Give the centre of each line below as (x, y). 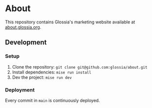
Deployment (20, 90)
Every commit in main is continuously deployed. (52, 100)
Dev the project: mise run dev (42, 77)
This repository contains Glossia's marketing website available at (70, 22)
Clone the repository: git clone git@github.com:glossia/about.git (80, 67)
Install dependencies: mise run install (52, 72)
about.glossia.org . (23, 27)
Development (26, 43)
